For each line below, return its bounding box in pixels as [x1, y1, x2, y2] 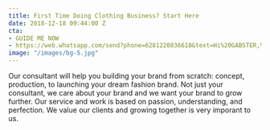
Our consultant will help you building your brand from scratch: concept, [8, 71, 245, 80]
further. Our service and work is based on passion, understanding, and [8, 97, 243, 106]
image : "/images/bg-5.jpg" [8, 49, 99, 57]
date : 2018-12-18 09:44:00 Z [8, 19, 106, 27]
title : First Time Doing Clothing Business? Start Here [8, 11, 199, 20]
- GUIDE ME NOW [8, 34, 59, 43]
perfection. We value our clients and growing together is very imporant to [8, 105, 252, 115]
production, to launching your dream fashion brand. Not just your [8, 79, 223, 89]
